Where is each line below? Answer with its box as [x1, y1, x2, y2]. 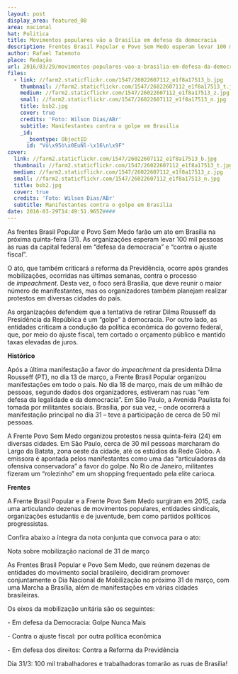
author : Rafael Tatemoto [7, 50, 81, 57]
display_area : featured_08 [7, 17, 87, 24]
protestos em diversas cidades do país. [7, 293, 123, 302]
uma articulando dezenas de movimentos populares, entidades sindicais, [7, 504, 220, 512]
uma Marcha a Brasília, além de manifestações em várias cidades [7, 583, 198, 592]
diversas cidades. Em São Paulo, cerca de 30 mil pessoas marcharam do [7, 439, 220, 447]
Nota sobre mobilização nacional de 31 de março [7, 546, 150, 555]
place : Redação [7, 57, 52, 64]
